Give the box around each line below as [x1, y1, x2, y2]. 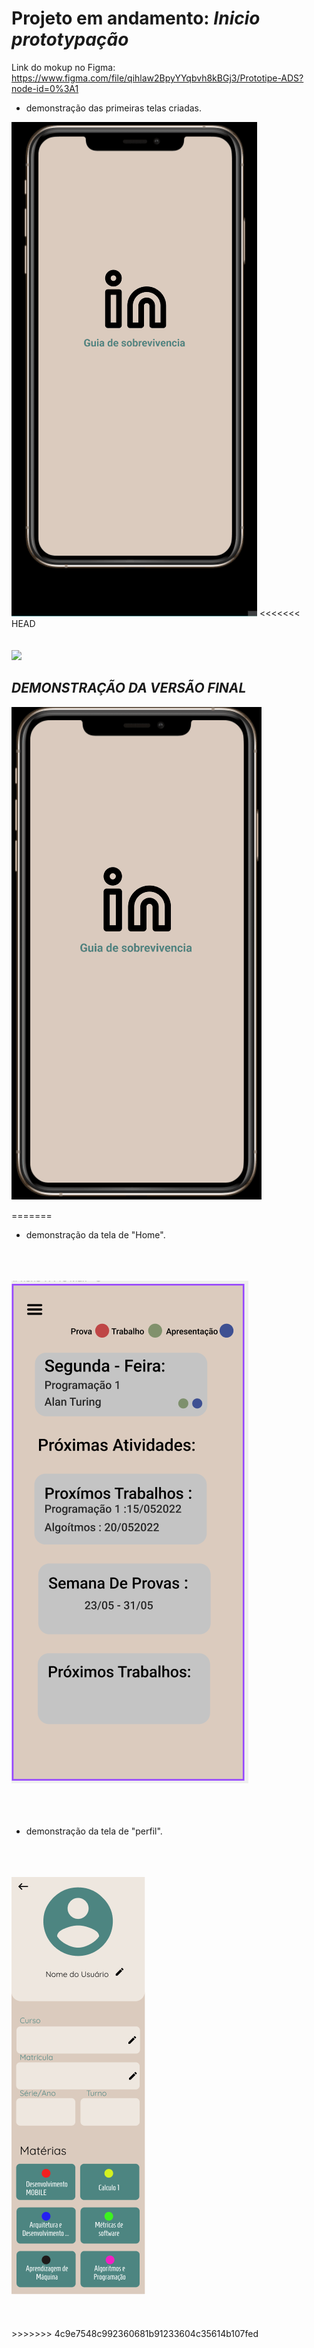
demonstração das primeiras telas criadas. [25, 102, 202, 114]
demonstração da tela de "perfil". [25, 1825, 163, 1837]
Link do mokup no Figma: [11, 61, 116, 73]
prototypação [11, 28, 129, 51]
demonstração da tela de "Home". [25, 1228, 166, 1241]
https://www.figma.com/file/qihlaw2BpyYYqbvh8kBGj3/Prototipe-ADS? [11, 72, 304, 84]
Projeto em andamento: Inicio [11, 7, 261, 30]
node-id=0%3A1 [11, 82, 79, 94]
